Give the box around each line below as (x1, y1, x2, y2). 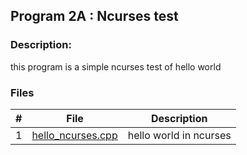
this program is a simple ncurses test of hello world (10, 60, 222, 73)
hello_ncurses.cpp (31, 128, 118, 142)
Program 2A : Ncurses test (10, 8, 179, 25)
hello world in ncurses (127, 128, 232, 142)
